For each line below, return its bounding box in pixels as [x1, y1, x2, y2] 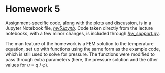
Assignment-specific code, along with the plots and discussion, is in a [5, 20, 151, 26]
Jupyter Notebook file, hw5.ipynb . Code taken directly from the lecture [5, 25, 153, 31]
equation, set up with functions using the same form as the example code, [5, 46, 160, 52]
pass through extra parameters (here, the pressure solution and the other [5, 56, 158, 62]
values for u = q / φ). [5, 62, 49, 68]
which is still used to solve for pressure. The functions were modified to [5, 51, 155, 57]
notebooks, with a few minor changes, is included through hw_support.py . [5, 30, 160, 36]
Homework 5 [5, 3, 60, 15]
